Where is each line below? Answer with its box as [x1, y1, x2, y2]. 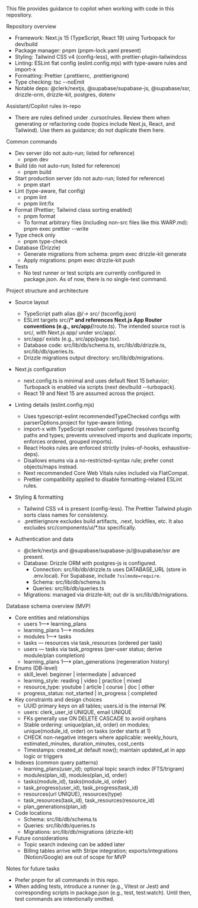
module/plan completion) [23, 652, 85, 659]
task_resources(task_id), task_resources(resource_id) [23, 797, 155, 804]
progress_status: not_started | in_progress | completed [23, 690, 157, 696]
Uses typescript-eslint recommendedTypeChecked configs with [23, 413, 181, 420]
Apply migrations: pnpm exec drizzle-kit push [23, 257, 135, 263]
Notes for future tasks [6, 865, 60, 872]
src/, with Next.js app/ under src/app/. [23, 329, 117, 336]
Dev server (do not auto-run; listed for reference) [14, 149, 135, 157]
